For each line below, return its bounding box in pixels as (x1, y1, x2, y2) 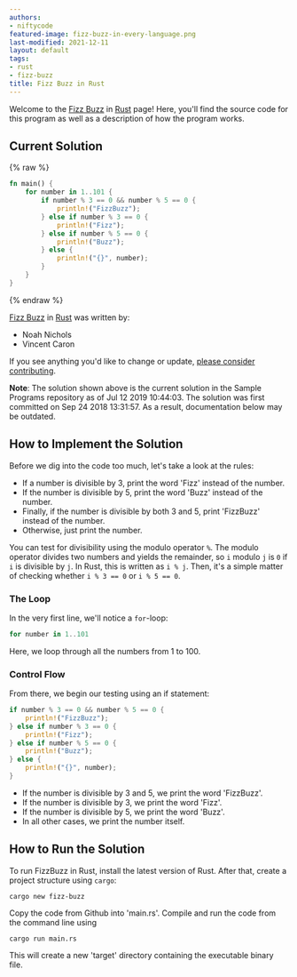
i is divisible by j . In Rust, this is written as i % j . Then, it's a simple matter (9, 561, 284, 572)
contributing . (9, 365, 56, 376)
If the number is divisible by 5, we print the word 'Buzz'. (21, 806, 225, 817)
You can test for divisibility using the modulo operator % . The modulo (9, 541, 259, 552)
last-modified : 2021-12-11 (9, 37, 109, 47)
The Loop (9, 592, 51, 605)
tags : (9, 54, 29, 63)
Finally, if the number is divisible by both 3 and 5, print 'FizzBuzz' (21, 506, 261, 517)
